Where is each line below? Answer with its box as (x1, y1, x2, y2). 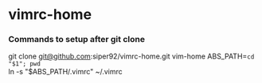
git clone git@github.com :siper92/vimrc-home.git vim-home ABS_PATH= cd (8, 51, 255, 61)
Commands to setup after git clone (8, 34, 146, 45)
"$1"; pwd (8, 60, 41, 68)
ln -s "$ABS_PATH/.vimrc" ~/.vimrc (8, 67, 123, 77)
